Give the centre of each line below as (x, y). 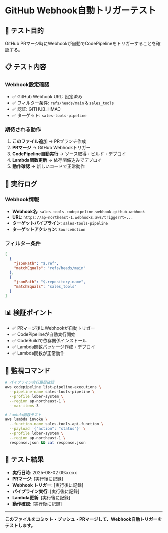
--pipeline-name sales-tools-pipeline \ (52, 392)
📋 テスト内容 (26, 67)
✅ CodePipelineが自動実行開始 (44, 334)
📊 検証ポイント (29, 313)
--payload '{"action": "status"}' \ (48, 429)
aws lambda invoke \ (27, 419)
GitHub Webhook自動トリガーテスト (81, 10)
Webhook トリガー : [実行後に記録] (48, 485)
